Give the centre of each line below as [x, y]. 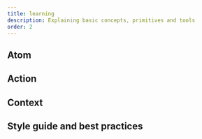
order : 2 [20, 27]
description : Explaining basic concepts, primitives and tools [101, 20]
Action [22, 79]
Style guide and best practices [75, 126]
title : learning [31, 14]
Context [25, 102]
